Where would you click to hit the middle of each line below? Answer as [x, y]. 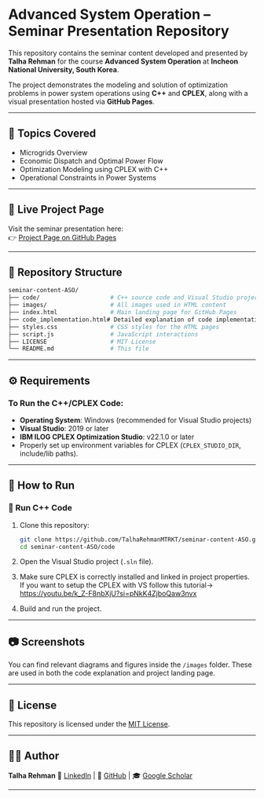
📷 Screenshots [46, 642]
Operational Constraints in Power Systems [88, 178]
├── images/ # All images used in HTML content [117, 305]
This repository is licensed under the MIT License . [89, 724]
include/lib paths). [49, 453]
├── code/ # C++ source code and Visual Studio [121, 298]
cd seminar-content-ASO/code [67, 547]
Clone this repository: [54, 525]
